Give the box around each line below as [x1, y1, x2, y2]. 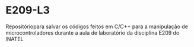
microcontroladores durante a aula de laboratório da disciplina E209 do [5, 29, 180, 36]
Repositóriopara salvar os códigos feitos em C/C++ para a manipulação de [5, 23, 188, 30]
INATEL [5, 35, 24, 42]
